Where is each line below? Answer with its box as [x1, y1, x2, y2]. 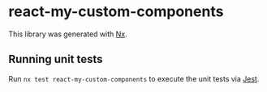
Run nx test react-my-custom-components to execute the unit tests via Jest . [8, 73, 260, 83]
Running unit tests [8, 52, 103, 66]
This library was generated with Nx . [8, 29, 127, 39]
